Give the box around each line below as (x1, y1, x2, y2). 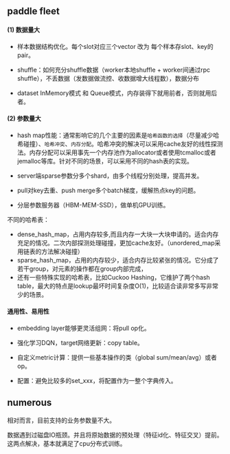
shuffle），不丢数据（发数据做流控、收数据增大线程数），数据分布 (16, 74, 200, 82)
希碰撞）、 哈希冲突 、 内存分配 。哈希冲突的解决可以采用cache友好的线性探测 (16, 139, 223, 147)
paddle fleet (7, 6, 60, 17)
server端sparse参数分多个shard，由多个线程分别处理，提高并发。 (16, 172, 203, 180)
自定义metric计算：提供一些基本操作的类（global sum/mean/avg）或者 (16, 353, 218, 361)
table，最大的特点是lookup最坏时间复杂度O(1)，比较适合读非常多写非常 (16, 282, 218, 290)
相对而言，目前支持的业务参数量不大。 (7, 416, 115, 424)
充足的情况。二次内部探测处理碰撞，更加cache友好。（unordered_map (16, 238, 215, 247)
